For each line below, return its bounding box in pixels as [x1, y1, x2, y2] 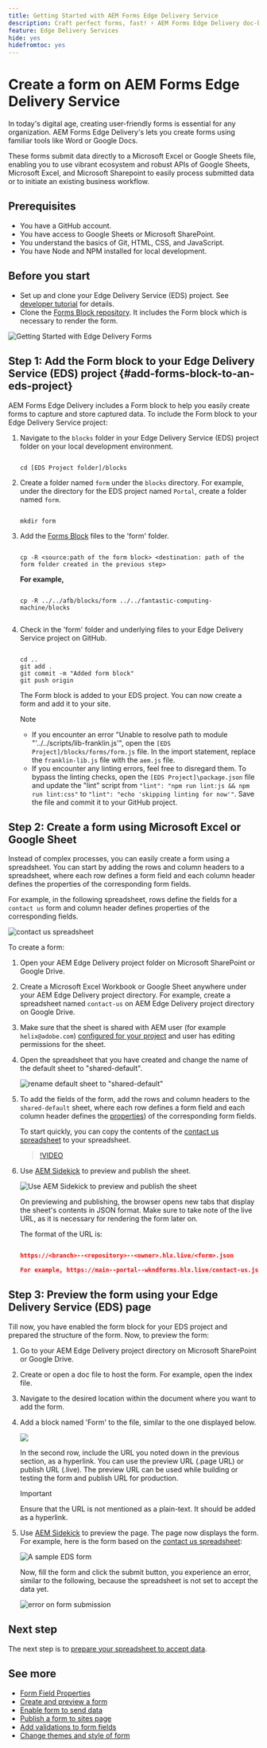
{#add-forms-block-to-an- [118, 367, 255, 381]
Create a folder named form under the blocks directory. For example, [19, 477, 244, 487]
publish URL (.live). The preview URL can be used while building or [19, 1464, 238, 1474]
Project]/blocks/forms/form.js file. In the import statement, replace [31, 747, 256, 756]
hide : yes [8, 33, 41, 42]
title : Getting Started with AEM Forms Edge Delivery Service [8, 11, 219, 20]
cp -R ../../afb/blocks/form [19, 597, 117, 605]
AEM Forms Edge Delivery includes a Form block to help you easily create [8, 400, 250, 410]
